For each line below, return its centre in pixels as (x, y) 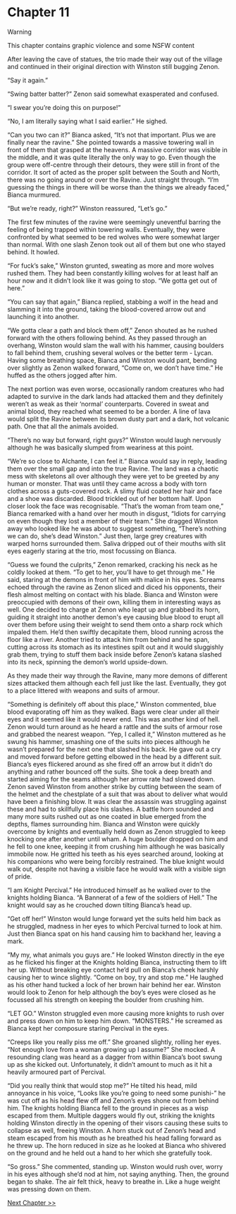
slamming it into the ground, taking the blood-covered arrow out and (107, 309)
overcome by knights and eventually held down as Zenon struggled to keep (117, 831)
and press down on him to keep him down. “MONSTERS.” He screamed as (115, 1021)
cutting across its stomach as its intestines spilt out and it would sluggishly (116, 647)
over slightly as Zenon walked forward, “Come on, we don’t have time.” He (115, 368)
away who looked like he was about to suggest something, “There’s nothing (117, 528)
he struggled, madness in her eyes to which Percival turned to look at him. (115, 926)
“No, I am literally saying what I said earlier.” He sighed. (87, 121)
